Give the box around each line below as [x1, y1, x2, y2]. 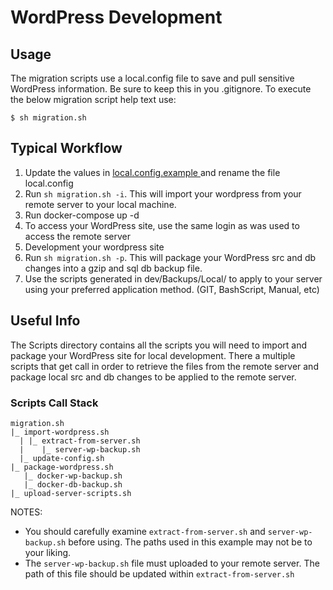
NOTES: [10, 506, 43, 518]
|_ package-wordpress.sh [10, 462, 114, 472]
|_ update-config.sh [19, 453, 105, 463]
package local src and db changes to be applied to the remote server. [10, 371, 297, 383]
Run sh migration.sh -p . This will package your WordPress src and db [24, 251, 317, 263]
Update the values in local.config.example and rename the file [24, 166, 281, 178]
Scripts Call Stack [10, 396, 99, 410]
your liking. [24, 546, 72, 558]
